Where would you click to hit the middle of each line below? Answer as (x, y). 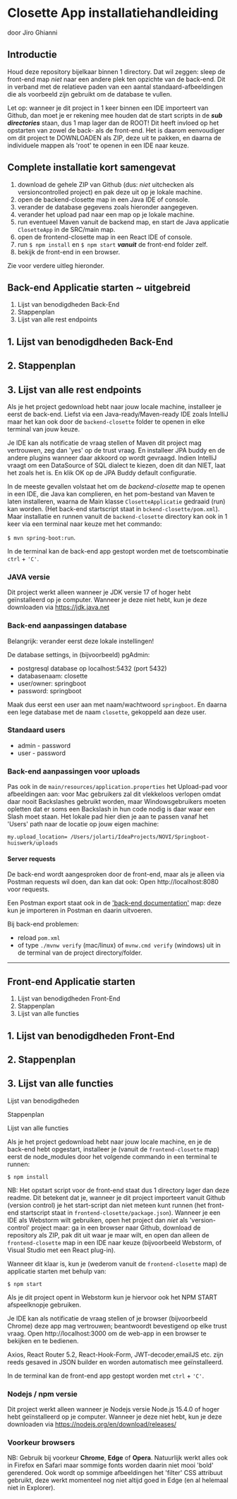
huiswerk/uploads (33, 843)
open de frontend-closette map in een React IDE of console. (105, 237)
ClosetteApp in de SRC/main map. (66, 229)
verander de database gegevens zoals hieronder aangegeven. (108, 207)
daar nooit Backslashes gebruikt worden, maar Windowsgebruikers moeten (117, 802)
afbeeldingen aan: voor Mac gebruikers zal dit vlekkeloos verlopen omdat (114, 794)
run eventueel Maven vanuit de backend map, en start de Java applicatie (123, 222)
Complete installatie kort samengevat (92, 167)
